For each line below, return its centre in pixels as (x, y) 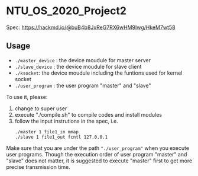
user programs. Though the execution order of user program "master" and (97, 154)
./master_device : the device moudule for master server (82, 60)
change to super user (41, 108)
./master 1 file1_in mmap (46, 132)
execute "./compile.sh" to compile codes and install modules (88, 114)
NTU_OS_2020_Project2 (66, 11)
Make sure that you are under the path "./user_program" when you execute (98, 148)
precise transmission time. (38, 167)
